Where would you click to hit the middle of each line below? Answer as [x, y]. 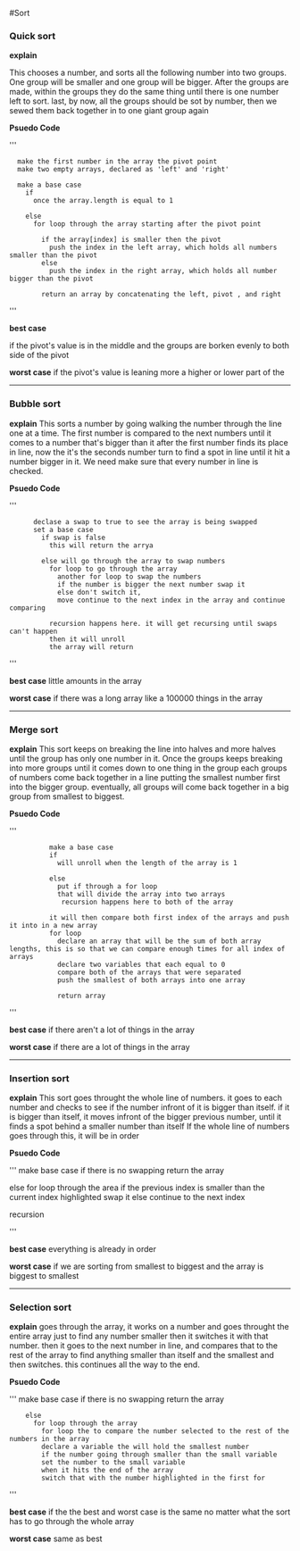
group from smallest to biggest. [67, 796]
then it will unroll [87, 639]
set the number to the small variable [113, 1463]
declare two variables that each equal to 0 [141, 964]
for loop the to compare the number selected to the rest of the [166, 1431]
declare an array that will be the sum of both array [159, 941]
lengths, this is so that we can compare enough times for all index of [147, 949]
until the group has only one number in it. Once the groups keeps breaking [146, 758]
